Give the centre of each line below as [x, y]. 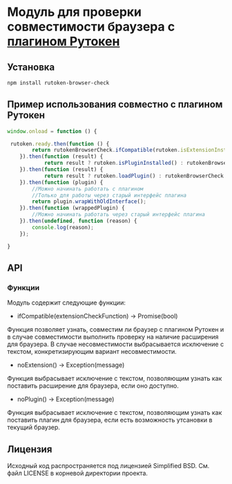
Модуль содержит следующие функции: [66, 303]
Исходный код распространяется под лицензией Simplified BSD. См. [108, 466]
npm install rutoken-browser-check [58, 83]
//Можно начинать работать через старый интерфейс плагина [119, 215]
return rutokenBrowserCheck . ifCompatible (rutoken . [106, 150]
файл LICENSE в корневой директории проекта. [78, 473]
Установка [31, 67]
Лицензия [30, 449]
